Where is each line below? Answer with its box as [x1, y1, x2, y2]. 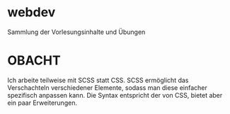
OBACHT [7, 52, 62, 69]
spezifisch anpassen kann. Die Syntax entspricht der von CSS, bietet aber [7, 91, 223, 99]
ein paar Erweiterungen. [7, 98, 78, 107]
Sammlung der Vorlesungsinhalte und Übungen [7, 28, 146, 36]
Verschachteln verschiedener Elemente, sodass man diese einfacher [7, 83, 207, 92]
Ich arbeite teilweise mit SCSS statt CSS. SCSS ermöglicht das [7, 76, 189, 84]
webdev [7, 4, 56, 21]
